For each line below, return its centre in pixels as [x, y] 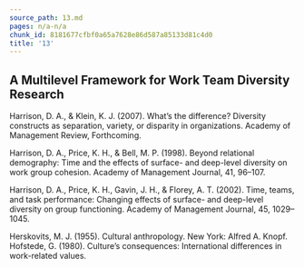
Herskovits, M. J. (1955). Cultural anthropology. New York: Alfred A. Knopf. [148, 236]
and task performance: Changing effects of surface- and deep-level [137, 200]
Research [37, 94]
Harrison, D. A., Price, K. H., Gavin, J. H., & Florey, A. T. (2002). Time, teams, [152, 190]
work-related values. [48, 256]
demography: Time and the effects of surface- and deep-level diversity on [148, 163]
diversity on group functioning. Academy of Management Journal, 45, [140, 209]
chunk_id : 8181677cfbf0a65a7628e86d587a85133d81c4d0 [111, 35]
